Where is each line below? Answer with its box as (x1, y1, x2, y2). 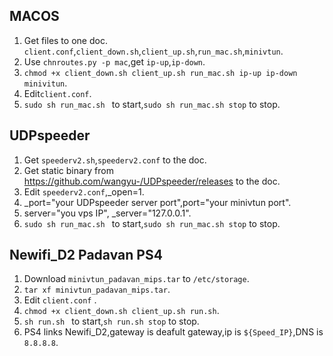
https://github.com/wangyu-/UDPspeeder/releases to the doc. (23, 175, 281, 187)
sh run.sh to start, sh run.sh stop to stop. (23, 315, 200, 328)
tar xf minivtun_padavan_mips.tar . (23, 284, 171, 296)
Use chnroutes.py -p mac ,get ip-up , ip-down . (23, 55, 206, 68)
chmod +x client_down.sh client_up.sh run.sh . (23, 305, 220, 317)
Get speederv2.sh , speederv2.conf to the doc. (23, 154, 207, 166)
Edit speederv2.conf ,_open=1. (23, 185, 145, 198)
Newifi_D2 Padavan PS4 (9, 247, 163, 264)
